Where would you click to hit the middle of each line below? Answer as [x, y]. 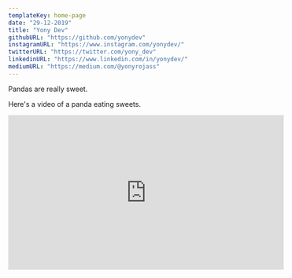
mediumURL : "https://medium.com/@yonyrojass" [84, 67]
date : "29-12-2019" [40, 23]
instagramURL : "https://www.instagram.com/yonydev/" [96, 45]
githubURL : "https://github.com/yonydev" [77, 37]
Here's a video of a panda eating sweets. [75, 104]
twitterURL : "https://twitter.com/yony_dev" [82, 52]
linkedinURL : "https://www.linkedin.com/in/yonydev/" [98, 60]
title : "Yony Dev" [38, 30]
